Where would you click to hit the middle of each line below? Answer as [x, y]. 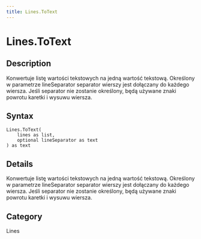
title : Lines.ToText [32, 12]
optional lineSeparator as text [57, 141]
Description [29, 64]
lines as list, [36, 135]
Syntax [20, 116]
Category [24, 216]
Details [20, 164]
